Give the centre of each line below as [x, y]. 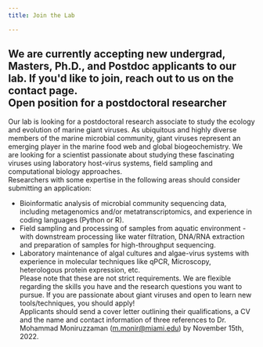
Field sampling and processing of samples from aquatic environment [130, 229]
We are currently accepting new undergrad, [117, 54]
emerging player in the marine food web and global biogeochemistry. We [126, 146]
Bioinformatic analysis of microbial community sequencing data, [123, 204]
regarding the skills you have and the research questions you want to [131, 287]
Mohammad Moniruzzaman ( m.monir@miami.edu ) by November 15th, [131, 328]
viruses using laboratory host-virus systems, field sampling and [110, 163]
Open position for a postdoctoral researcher [117, 103]
